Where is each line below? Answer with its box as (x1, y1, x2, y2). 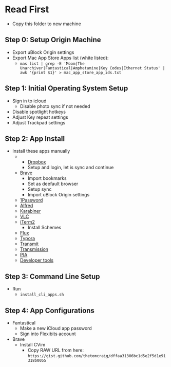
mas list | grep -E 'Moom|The (20, 61, 85, 66)
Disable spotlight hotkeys (12, 108, 66, 115)
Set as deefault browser (27, 181, 79, 187)
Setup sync (27, 186, 52, 192)
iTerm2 (20, 219, 35, 225)
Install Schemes (27, 225, 62, 231)
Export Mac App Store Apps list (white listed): (12, 54, 109, 61)
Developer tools (20, 257, 54, 263)
